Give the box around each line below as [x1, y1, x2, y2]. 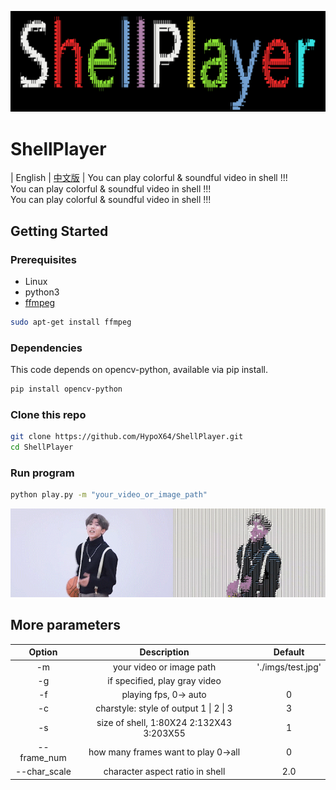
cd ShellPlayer [10, 442, 74, 453]
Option [28, 646, 58, 658]
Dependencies [10, 341, 83, 355]
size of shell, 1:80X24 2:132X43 [96, 716, 233, 728]
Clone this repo [10, 408, 87, 422]
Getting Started [10, 222, 109, 240]
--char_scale [15, 766, 72, 778]
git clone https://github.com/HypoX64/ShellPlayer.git [10, 432, 244, 442]
